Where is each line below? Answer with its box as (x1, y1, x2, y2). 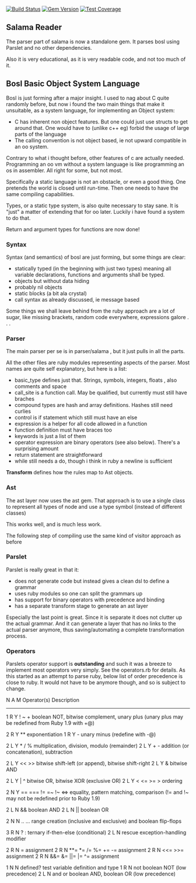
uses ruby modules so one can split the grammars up (14, 590, 143, 597)
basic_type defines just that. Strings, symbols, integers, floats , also (14, 377, 177, 384)
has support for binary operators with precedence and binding (14, 596, 165, 603)
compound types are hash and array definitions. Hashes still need (14, 402, 173, 409)
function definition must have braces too (14, 426, 113, 433)
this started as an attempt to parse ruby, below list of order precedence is (6, 673, 183, 680)
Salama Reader (6, 22, 62, 32)
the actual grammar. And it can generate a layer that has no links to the (6, 620, 176, 627)
